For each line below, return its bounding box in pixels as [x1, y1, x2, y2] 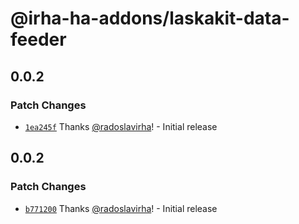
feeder [10, 28, 67, 51]
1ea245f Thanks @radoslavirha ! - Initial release [24, 120, 218, 132]
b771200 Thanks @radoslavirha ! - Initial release [24, 202, 218, 214]
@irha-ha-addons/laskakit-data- [10, 7, 290, 30]
